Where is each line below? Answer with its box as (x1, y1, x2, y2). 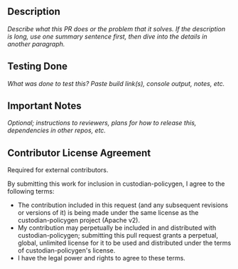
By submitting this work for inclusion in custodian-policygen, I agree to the (7, 179, 225, 188)
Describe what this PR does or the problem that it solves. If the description (7, 24, 226, 33)
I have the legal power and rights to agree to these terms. (17, 254, 186, 263)
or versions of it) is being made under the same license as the (17, 209, 199, 217)
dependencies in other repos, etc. (7, 126, 107, 134)
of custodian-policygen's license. (17, 246, 116, 255)
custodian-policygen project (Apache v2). (17, 216, 141, 225)
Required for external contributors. (7, 166, 109, 174)
